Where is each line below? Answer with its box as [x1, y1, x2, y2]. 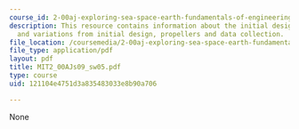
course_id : [9, 12, 50, 22]
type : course [9, 71, 58, 80]
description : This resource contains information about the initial [9, 21, 269, 30]
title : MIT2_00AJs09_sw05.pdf [9, 63, 122, 72]
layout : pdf [9, 54, 53, 63]
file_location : [9, 37, 66, 47]
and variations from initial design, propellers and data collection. [17, 29, 285, 38]
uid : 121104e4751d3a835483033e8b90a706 [9, 79, 158, 88]
